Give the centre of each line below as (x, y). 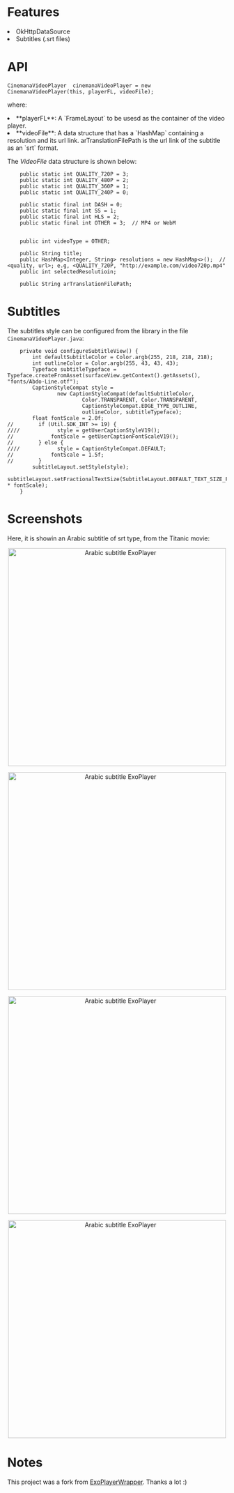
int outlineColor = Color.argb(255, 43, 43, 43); (106, 363)
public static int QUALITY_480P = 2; (75, 180)
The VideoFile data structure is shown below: (72, 161)
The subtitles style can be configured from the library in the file (98, 331)
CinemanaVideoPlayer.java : (46, 338)
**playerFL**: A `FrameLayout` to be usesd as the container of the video (120, 118)
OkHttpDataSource (44, 31)
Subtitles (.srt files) (44, 38)
